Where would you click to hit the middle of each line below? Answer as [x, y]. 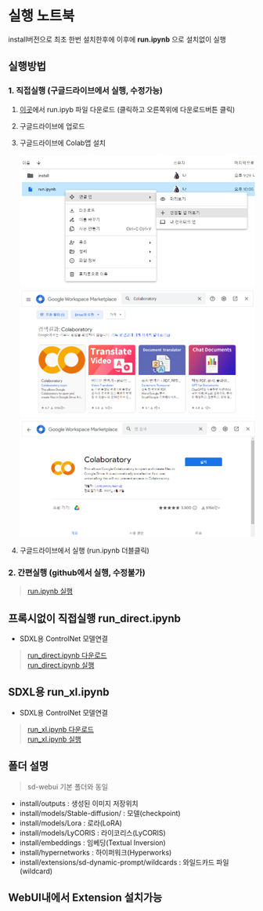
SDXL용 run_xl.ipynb [59, 692]
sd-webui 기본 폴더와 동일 [67, 786]
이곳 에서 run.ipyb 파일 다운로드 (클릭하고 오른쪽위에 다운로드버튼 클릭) [127, 109]
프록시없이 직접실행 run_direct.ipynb [95, 618]
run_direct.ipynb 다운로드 [67, 655]
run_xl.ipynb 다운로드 [60, 729]
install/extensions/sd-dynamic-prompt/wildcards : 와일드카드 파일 [124, 862]
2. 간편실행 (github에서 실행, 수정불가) [77, 572]
